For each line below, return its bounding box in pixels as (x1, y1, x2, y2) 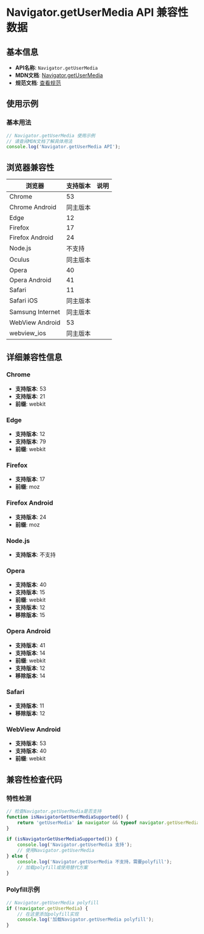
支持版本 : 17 (15, 476, 46, 483)
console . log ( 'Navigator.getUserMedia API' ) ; (6, 144, 121, 150)
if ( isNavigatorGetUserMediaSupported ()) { (6, 836, 118, 842)
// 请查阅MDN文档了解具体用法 (6, 138, 73, 145)
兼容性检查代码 (6, 774, 63, 785)
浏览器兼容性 (6, 162, 55, 172)
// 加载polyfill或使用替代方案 (17, 864, 88, 870)
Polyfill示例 (6, 885, 40, 894)
